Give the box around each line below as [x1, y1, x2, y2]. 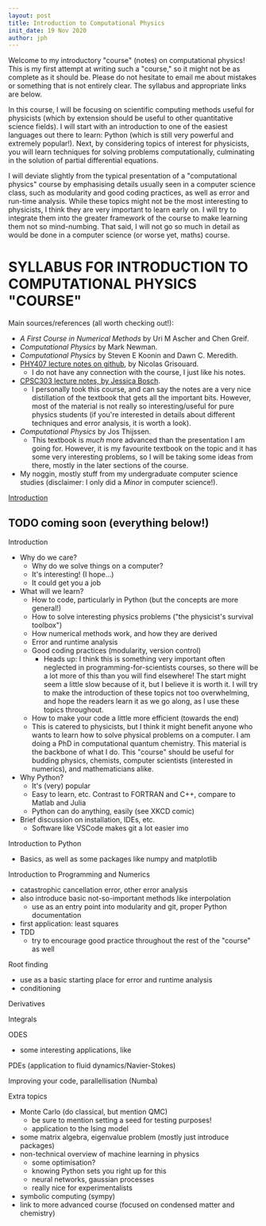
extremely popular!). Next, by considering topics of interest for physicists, [8, 139, 249, 148]
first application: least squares [19, 919, 119, 928]
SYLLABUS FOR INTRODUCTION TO [8, 258, 249, 276]
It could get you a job [31, 578, 102, 588]
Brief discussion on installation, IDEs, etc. [19, 815, 156, 824]
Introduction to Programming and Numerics [8, 869, 151, 879]
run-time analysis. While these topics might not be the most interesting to [8, 197, 249, 206]
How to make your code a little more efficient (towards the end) [31, 713, 240, 723]
